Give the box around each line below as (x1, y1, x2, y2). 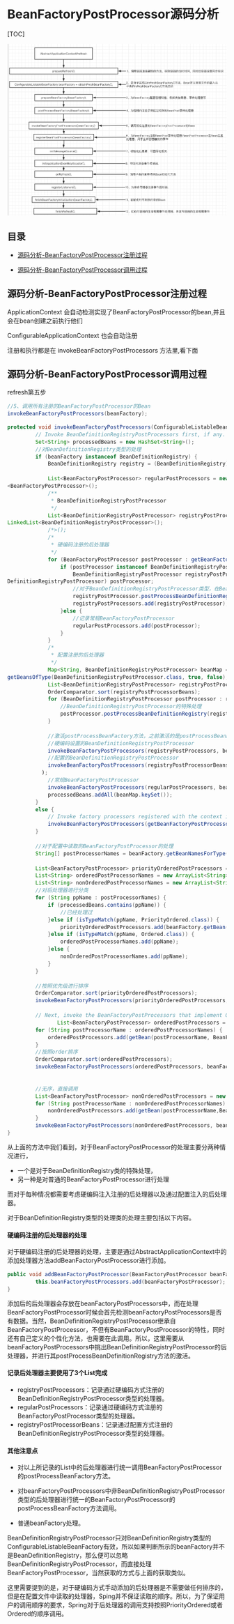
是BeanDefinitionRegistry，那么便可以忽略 (7, 1552, 128, 1560)
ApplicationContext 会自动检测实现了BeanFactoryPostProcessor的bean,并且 (7, 307, 226, 316)
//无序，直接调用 (35, 1085, 78, 1092)
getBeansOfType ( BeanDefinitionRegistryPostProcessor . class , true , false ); (7, 673, 229, 680)
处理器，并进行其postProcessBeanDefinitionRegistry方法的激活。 (7, 1351, 195, 1360)
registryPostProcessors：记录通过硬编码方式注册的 (17, 1386, 164, 1394)
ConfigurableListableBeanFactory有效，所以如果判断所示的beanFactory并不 (7, 1542, 225, 1551)
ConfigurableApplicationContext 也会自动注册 (7, 331, 138, 339)
